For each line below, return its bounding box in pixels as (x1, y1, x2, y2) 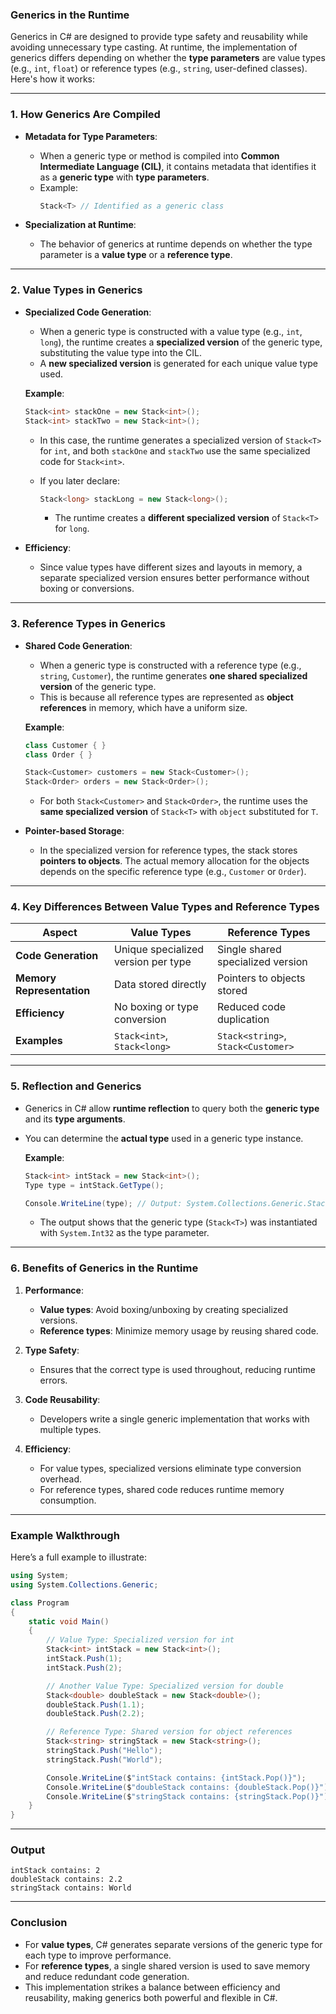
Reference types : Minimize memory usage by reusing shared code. (39, 1324, 319, 1337)
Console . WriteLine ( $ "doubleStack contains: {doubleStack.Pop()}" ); (46, 1782, 333, 1792)
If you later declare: (39, 474, 120, 487)
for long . (54, 523, 90, 535)
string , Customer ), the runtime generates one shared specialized (39, 669, 308, 682)
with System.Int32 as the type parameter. (39, 1227, 210, 1239)
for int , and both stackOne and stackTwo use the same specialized (39, 444, 311, 457)
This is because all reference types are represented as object (39, 691, 294, 703)
